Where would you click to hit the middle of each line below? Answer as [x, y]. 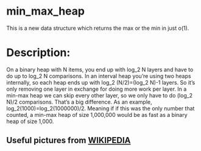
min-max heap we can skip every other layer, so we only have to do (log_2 [100, 95]
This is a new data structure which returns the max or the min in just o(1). [98, 28]
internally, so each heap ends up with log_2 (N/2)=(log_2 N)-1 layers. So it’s [101, 82]
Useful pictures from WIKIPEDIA [69, 140]
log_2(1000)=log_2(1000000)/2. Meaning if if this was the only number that [100, 108]
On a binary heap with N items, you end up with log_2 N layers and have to [100, 69]
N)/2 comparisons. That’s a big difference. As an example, [79, 102]
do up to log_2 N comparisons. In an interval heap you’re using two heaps [99, 76]
